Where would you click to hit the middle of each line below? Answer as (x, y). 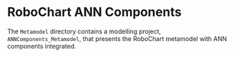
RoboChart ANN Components (95, 12)
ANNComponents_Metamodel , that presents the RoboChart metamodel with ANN (117, 38)
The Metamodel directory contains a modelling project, (84, 31)
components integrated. (42, 46)
